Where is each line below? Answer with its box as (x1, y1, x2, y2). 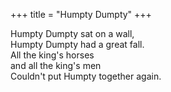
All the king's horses (10, 49, 95, 61)
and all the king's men (10, 60, 102, 71)
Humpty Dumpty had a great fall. (10, 39, 145, 50)
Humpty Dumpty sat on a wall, (10, 28, 135, 39)
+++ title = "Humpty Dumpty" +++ (10, 9, 152, 20)
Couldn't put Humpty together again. (10, 70, 162, 82)
